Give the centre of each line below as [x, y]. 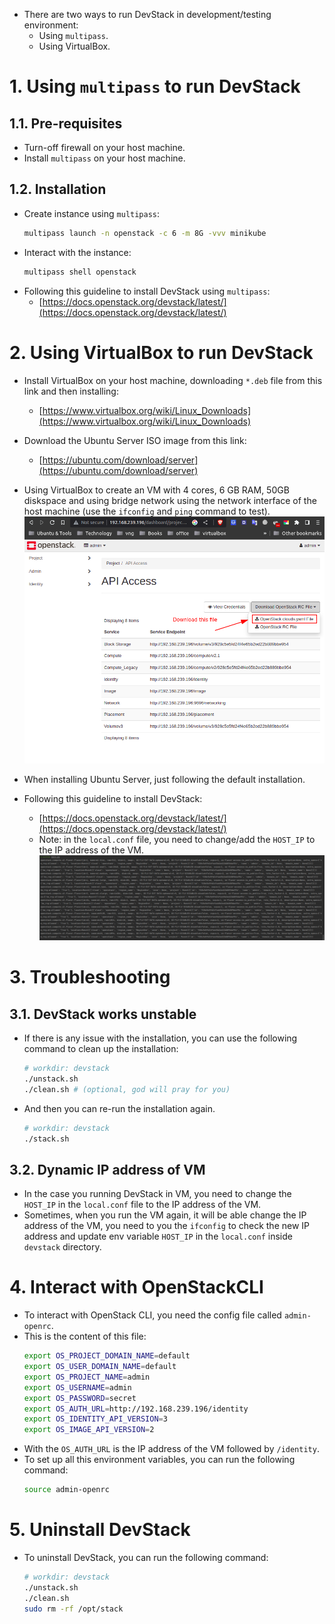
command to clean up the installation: [101, 1049]
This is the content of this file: [85, 1336]
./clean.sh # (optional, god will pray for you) [127, 1089]
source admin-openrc [66, 1490]
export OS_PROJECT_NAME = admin [87, 1377]
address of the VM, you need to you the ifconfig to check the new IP [167, 1226]
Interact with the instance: [77, 252]
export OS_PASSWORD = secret [80, 1398]
